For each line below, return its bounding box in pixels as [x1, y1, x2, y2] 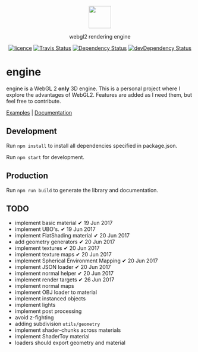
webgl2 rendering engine [69, 33, 131, 40]
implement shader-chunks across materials [14, 326, 121, 334]
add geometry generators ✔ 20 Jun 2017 [14, 238, 115, 246]
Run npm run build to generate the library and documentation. [6, 186, 159, 194]
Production [6, 171, 49, 181]
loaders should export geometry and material [14, 339, 126, 347]
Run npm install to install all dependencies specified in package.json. [6, 142, 178, 149]
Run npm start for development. [6, 153, 85, 160]
